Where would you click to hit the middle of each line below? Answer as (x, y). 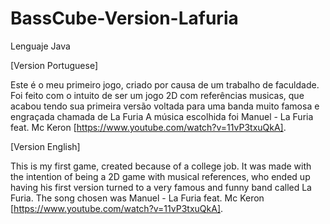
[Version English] (45, 146)
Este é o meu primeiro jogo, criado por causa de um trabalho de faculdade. (165, 84)
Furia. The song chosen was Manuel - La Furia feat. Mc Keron (137, 198)
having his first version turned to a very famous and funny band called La (161, 187)
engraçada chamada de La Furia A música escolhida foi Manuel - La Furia (162, 116)
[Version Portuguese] (54, 65)
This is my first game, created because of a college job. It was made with (161, 166)
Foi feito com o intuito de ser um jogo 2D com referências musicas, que (157, 95)
